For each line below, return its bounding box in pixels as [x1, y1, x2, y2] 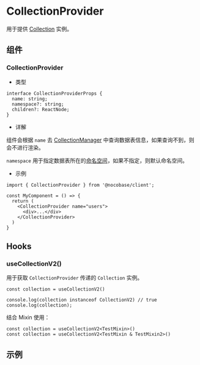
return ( [12, 198, 34, 204]
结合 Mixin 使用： [6, 314, 50, 321]
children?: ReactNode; [12, 106, 70, 112]
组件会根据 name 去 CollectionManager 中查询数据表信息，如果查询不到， [6, 136, 190, 143]
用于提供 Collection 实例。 [6, 25, 73, 32]
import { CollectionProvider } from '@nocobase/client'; [6, 182, 155, 188]
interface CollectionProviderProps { [6, 90, 103, 96]
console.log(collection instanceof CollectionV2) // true [6, 297, 157, 303]
